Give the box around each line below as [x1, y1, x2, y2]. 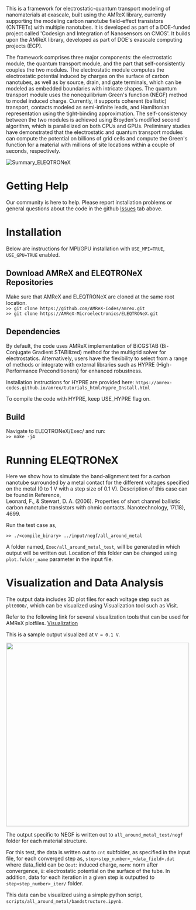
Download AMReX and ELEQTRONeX [6, 268, 143, 278]
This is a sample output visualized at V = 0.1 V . [6, 631, 121, 638]
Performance [6, 367, 38, 374]
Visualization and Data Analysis [6, 576, 164, 590]
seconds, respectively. [6, 147, 60, 155]
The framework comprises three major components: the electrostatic [6, 54, 173, 61]
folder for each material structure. [6, 837, 88, 845]
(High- [156, 361, 172, 368]
